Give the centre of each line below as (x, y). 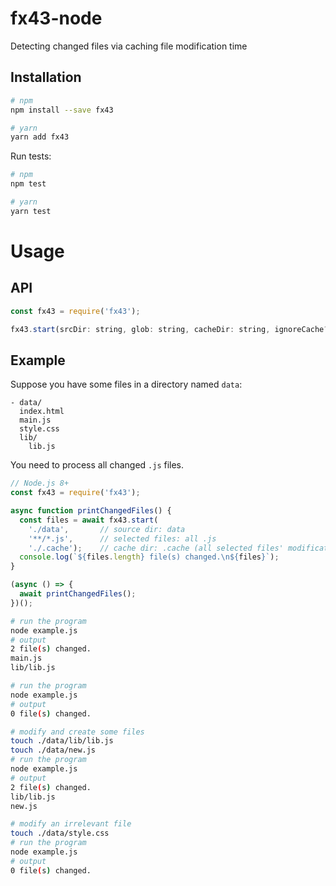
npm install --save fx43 (62, 110)
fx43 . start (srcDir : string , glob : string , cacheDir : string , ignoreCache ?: (171, 329)
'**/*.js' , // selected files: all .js (122, 538)
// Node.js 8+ (40, 483)
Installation (46, 77)
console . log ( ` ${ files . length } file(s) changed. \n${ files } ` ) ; (149, 557)
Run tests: (31, 156)
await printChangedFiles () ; (78, 594)
